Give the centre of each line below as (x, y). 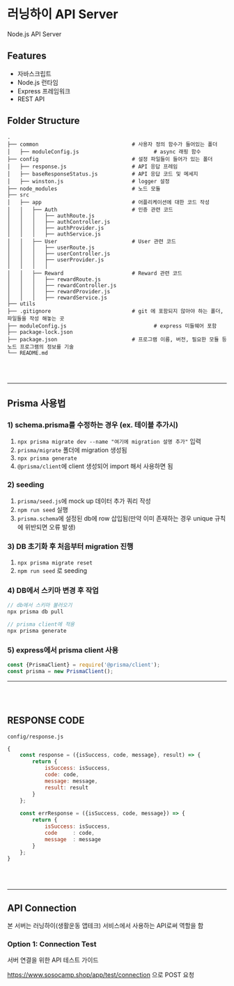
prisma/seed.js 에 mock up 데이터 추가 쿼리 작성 (84, 501)
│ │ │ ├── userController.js (59, 254)
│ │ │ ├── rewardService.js (57, 298)
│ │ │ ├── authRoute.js (51, 216)
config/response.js (36, 737)
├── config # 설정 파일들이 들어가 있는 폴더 (110, 159)
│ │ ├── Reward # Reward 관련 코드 (95, 273)
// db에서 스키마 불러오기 (40, 606)
